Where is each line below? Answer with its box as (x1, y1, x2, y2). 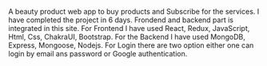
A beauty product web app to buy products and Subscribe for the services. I (8, 7, 260, 16)
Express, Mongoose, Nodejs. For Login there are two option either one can (8, 41, 254, 50)
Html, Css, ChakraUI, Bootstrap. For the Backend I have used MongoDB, (8, 32, 246, 41)
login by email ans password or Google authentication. (8, 49, 188, 58)
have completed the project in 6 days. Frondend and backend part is (8, 15, 234, 25)
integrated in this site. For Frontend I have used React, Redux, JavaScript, (8, 24, 250, 33)
